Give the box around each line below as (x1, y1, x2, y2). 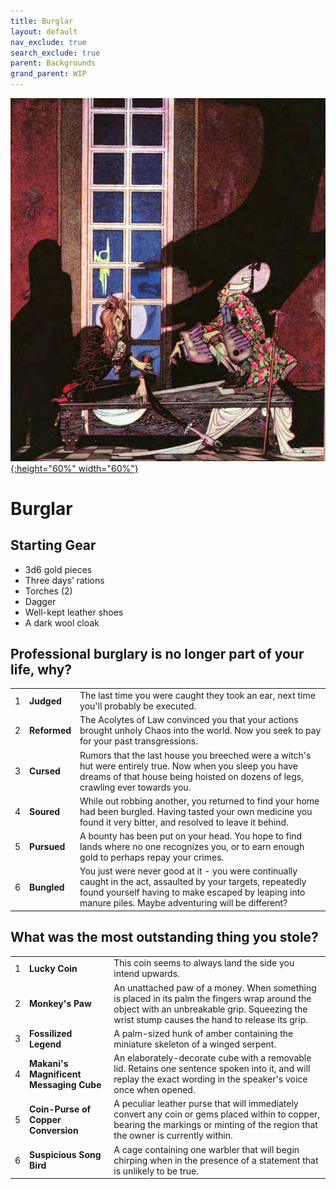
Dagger (24, 595, 57, 607)
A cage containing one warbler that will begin (113, 1143, 300, 1155)
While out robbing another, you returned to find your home (79, 795, 320, 807)
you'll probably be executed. (79, 700, 197, 712)
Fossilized (29, 1027, 73, 1039)
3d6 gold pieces (24, 563, 93, 575)
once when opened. (113, 1084, 196, 1096)
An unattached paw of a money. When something (113, 981, 317, 994)
